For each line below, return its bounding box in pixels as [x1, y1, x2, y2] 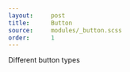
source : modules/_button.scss [8, 26, 123, 34]
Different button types [8, 55, 81, 65]
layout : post [8, 11, 66, 20]
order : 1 [8, 33, 55, 42]
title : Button [8, 19, 73, 27]
